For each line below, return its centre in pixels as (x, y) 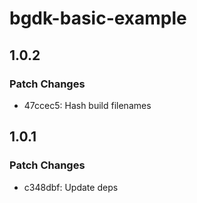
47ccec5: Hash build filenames (87, 105)
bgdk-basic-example (98, 18)
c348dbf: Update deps (71, 187)
